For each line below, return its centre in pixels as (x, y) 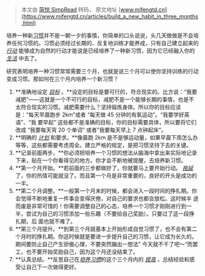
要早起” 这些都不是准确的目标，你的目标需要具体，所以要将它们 (117, 122)
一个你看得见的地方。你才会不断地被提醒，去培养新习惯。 (114, 160)
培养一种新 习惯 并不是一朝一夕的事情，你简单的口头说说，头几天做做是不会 (100, 35)
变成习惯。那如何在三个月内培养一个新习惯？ (63, 79)
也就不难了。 (60, 221)
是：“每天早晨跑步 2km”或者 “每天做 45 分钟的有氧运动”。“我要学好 (99, 115)
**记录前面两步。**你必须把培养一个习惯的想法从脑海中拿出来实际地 (101, 153)
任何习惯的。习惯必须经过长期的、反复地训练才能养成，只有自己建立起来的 (105, 43)
